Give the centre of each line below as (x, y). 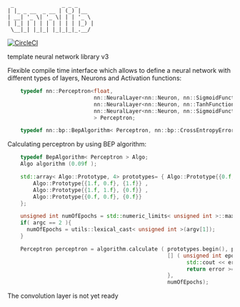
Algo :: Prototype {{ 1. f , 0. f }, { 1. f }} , (91, 183)
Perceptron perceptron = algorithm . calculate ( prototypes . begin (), (124, 249)
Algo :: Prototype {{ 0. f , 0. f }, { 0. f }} (87, 197)
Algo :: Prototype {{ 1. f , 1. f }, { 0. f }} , (91, 190)
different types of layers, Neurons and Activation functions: (95, 78)
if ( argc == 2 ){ (46, 223)
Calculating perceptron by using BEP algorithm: (77, 144)
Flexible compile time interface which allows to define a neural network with (119, 70)
